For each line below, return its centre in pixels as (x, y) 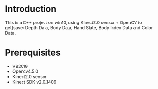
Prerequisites (33, 53)
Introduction (31, 9)
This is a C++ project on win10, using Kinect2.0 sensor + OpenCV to (74, 22)
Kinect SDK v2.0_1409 (34, 82)
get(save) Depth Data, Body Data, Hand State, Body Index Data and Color (79, 27)
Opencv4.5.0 (25, 71)
